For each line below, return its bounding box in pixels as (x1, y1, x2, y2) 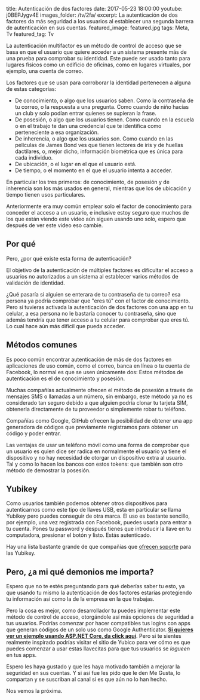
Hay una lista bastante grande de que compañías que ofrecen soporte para (6, 543, 192, 551)
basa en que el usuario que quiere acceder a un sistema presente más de (6, 48, 187, 56)
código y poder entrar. (6, 430, 61, 437)
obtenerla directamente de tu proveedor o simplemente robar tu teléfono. (6, 405, 186, 412)
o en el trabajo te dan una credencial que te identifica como (14, 123, 162, 129)
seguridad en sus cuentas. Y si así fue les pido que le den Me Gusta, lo (6, 670, 181, 677)
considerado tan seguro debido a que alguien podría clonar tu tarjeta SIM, (6, 399, 188, 406)
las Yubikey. (6, 549, 36, 557)
